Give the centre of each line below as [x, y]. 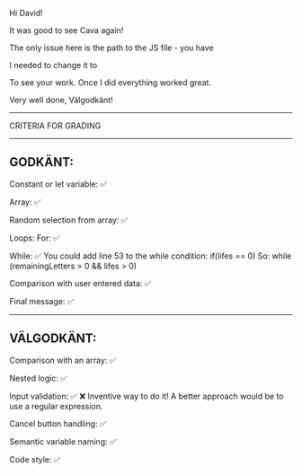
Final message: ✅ [42, 301]
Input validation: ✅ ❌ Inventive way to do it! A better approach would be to [147, 396]
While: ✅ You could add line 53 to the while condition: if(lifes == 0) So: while [151, 256]
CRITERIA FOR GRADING [55, 126]
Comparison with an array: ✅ [63, 360]
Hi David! [26, 13]
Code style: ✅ [35, 459]
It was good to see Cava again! [67, 30]
